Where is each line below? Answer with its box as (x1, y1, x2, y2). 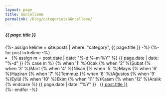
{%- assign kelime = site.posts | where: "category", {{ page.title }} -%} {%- (5, 44, 160, 50)
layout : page (5, 7, 32, 12)
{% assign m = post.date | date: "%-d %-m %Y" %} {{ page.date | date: (11, 55, 159, 61)
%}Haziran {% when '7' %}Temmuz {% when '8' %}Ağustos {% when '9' (5, 71, 156, 77)
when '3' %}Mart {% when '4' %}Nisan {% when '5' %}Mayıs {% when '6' (5, 66, 158, 72)
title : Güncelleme (5, 12, 43, 17)
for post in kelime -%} (5, 50, 50, 56)
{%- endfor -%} (5, 87, 38, 93)
